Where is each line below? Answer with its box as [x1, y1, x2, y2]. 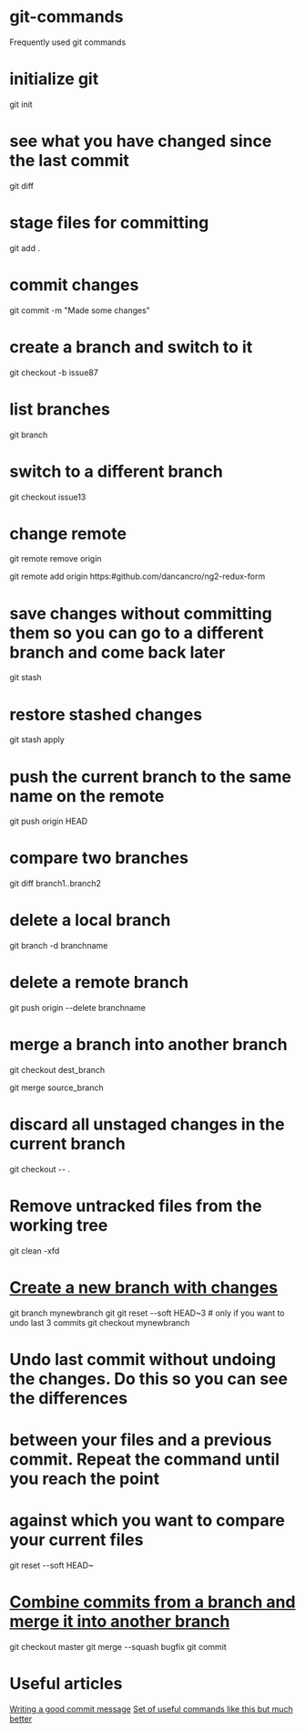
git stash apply [9, 734, 66, 745]
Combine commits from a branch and [9, 1591, 296, 1612]
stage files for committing [9, 213, 209, 233]
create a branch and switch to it [9, 336, 253, 357]
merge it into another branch [9, 1612, 230, 1632]
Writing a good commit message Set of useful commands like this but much [9, 1704, 293, 1714]
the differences [9, 1388, 128, 1408]
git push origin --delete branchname [9, 1003, 146, 1014]
